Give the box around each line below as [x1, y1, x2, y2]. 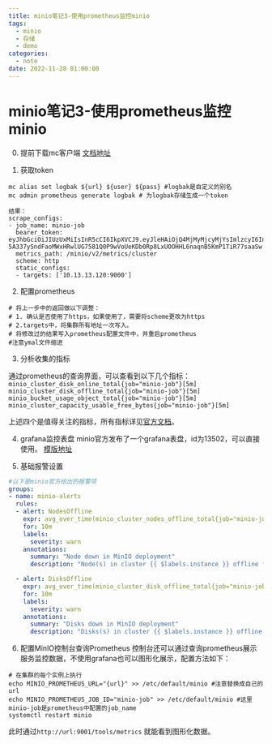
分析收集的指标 [19, 354, 70, 363]
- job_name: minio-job [8, 221, 85, 230]
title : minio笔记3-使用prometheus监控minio [8, 11, 150, 20]
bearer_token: [15, 228, 63, 236]
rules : [15, 500, 38, 508]
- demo [15, 42, 38, 50]
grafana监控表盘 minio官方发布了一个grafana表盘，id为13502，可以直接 [19, 433, 261, 443]
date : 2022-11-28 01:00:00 [8, 65, 100, 73]
